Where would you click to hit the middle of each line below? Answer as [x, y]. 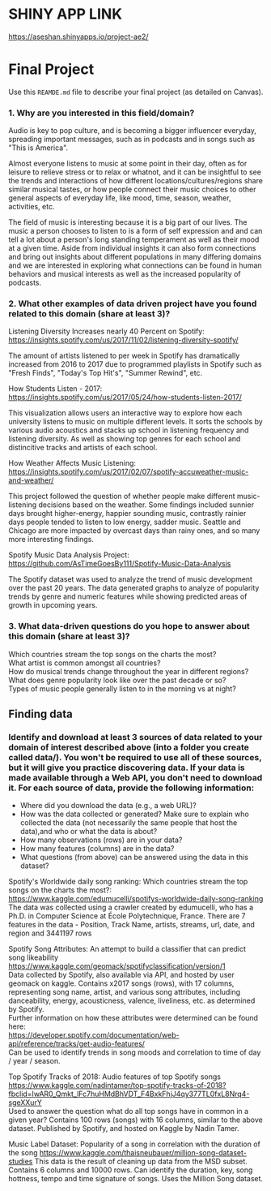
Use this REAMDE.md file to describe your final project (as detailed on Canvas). [136, 92]
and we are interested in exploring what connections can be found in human [135, 265]
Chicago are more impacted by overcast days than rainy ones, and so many [134, 531]
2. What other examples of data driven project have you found [133, 303]
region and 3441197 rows [50, 933]
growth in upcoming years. [53, 605]
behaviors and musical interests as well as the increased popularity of [125, 274]
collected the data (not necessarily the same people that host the [129, 823]
